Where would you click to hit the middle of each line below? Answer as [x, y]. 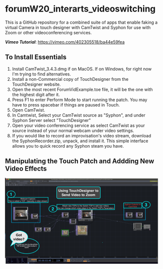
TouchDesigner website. [36, 84]
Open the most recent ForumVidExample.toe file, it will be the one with [82, 89]
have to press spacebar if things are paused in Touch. [66, 105]
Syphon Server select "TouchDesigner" [51, 120]
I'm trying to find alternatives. [41, 74]
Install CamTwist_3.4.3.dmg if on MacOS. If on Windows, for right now [82, 69]
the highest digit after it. [36, 94]
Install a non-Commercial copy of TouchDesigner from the [70, 79]
